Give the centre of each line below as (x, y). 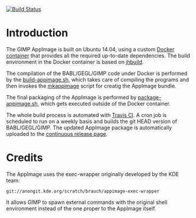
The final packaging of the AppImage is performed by (71, 97)
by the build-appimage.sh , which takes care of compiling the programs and (98, 79)
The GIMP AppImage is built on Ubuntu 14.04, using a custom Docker (90, 49)
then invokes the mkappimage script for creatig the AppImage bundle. (91, 86)
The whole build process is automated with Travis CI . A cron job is (86, 115)
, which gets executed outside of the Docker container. (104, 103)
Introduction (37, 33)
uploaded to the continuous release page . (57, 134)
